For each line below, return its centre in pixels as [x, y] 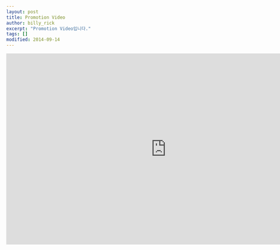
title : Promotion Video [36, 17]
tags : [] [17, 34]
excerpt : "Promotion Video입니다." [49, 28]
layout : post [22, 12]
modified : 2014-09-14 [33, 40]
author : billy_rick [31, 23]
